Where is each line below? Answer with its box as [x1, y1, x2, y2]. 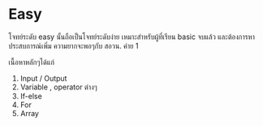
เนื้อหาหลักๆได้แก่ [8, 57, 55, 67]
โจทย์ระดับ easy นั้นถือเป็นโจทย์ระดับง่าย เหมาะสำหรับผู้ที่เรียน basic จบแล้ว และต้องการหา [8, 32, 256, 41]
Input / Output [19, 73, 67, 83]
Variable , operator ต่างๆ [19, 82, 97, 92]
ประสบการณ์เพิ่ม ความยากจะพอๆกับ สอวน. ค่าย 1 [8, 41, 139, 50]
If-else [19, 91, 42, 101]
